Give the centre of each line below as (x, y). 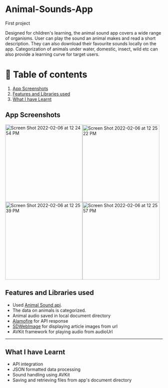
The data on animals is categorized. (49, 310)
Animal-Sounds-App (49, 9)
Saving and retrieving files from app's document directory (72, 380)
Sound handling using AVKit (41, 375)
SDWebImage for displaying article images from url (65, 326)
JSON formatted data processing (46, 369)
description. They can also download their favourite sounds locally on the (81, 43)
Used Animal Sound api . (37, 305)
